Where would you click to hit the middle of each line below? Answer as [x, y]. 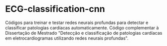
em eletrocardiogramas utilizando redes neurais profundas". [67, 38]
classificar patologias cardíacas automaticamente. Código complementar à [82, 27]
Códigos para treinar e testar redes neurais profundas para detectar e [77, 23]
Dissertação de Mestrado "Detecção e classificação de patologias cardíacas [84, 33]
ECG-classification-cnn [55, 9]
